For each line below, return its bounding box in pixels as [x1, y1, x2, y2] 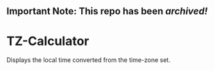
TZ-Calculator [6, 33, 89, 49]
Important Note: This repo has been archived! [6, 6, 208, 17]
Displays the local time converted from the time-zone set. [6, 56, 171, 64]
